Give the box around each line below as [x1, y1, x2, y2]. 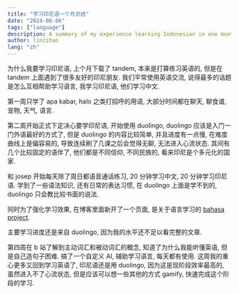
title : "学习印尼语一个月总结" [7, 10, 90, 18]
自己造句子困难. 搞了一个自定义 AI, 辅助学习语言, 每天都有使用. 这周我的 [13, 252, 223, 260]
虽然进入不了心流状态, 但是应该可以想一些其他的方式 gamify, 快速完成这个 [7, 270, 223, 278]
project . [7, 213, 31, 221]
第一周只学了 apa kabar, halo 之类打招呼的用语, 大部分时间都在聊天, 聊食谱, [7, 97, 227, 106]
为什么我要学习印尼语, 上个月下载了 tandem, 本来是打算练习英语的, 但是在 [7, 64, 223, 72]
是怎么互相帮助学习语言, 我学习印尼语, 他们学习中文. [7, 82, 160, 90]
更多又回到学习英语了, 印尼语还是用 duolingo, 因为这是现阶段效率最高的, [13, 261, 225, 269]
